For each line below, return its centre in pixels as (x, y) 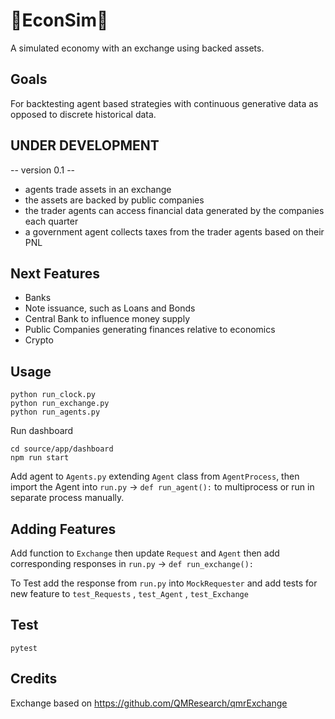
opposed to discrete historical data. (83, 114)
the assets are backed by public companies (114, 200)
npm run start (40, 458)
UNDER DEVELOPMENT (85, 145)
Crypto (39, 340)
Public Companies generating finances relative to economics (150, 330)
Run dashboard (42, 431)
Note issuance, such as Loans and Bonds (110, 308)
